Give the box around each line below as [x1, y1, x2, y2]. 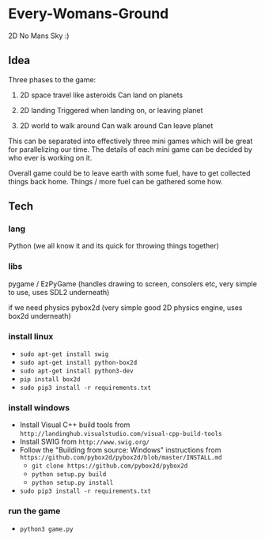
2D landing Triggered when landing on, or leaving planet [19, 105, 203, 115]
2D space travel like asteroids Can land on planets [19, 90, 184, 100]
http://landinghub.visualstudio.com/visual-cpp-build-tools [19, 430, 222, 438]
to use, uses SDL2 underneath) [8, 287, 110, 297]
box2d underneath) [8, 311, 71, 320]
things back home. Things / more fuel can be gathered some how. [8, 176, 223, 186]
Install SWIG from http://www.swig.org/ [19, 437, 150, 447]
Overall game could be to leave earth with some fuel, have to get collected [8, 168, 251, 178]
